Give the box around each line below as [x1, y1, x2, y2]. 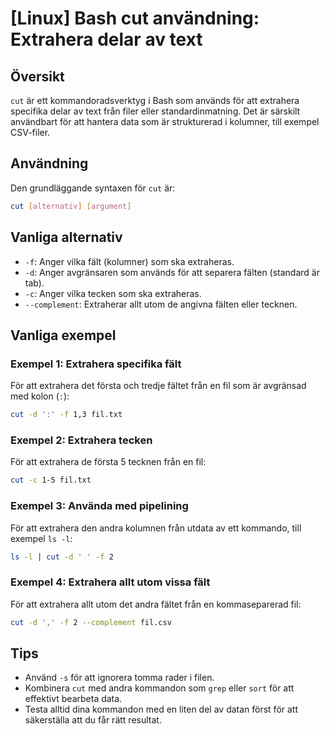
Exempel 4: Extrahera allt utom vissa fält [10, 575, 211, 589]
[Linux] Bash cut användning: [10, 7, 260, 30]
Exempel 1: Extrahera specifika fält [10, 357, 182, 371]
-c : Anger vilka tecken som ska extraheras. [24, 287, 202, 299]
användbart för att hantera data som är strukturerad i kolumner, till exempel [10, 116, 320, 127]
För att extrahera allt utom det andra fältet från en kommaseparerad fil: [10, 598, 302, 610]
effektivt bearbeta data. [24, 693, 123, 705]
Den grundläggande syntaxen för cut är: [10, 182, 176, 194]
